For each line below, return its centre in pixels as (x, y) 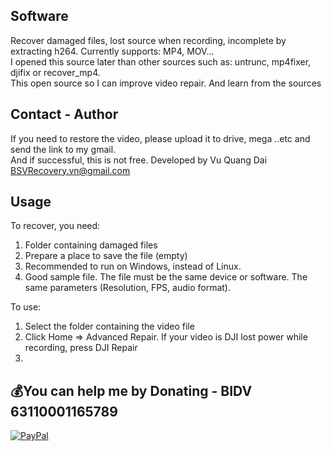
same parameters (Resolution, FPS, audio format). (127, 288)
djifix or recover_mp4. (55, 72)
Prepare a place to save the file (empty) (106, 256)
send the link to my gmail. (63, 149)
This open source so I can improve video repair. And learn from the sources (166, 83)
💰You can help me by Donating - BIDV (131, 390)
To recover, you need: (55, 226)
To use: (26, 307)
